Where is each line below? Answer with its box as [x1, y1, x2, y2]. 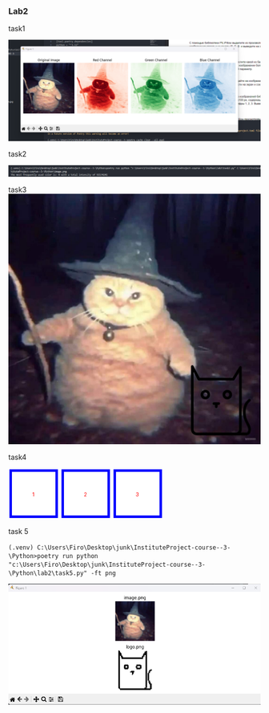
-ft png [90, 569, 116, 577]
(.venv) [8, 544, 34, 552]
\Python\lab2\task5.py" [8, 569, 88, 577]
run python [62, 552, 98, 560]
